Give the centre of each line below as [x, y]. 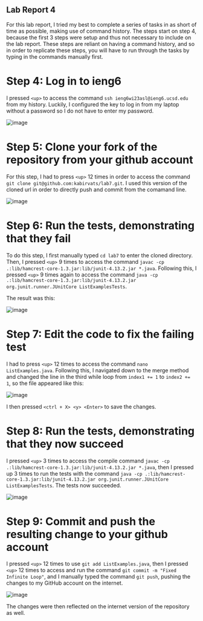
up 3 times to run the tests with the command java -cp [74, 473]
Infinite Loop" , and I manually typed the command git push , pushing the [98, 577]
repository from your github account [100, 159]
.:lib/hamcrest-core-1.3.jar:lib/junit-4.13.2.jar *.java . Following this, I [101, 268]
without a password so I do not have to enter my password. [80, 111]
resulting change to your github [87, 534]
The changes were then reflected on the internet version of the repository [98, 606]
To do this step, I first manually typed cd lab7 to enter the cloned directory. [100, 255]
